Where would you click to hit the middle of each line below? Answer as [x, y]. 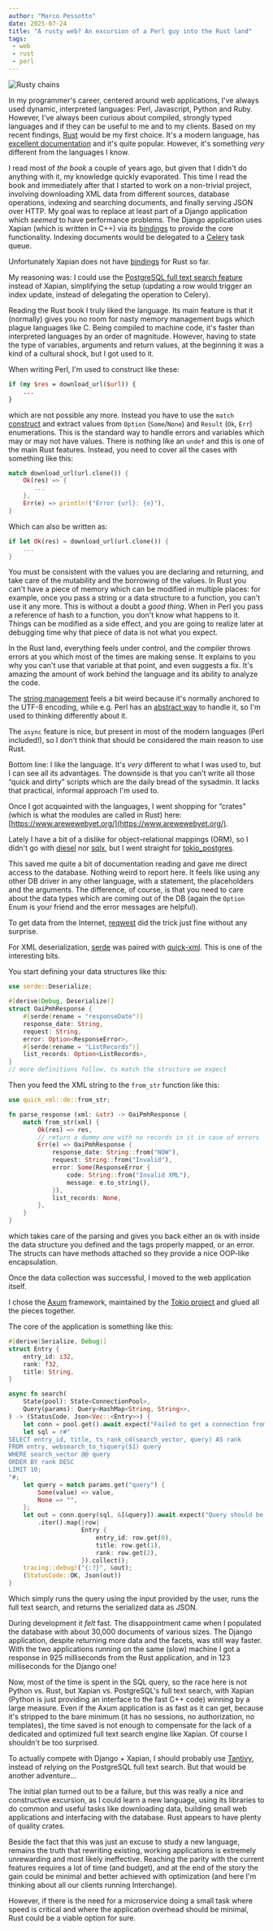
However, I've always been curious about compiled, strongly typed [120, 117]
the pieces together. [42, 1311]
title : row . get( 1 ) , [128, 1545]
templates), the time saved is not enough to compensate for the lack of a [130, 1725]
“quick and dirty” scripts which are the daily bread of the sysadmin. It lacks [134, 782]
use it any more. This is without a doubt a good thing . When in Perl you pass [136, 606]
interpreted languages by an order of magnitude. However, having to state [132, 336]
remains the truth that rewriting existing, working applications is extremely [132, 1850]
